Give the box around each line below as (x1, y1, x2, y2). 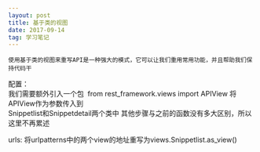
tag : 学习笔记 (8, 33, 49, 42)
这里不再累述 (8, 118, 49, 128)
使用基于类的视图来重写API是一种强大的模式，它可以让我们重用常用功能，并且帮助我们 (8, 56, 247, 64)
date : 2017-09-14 (8, 26, 65, 34)
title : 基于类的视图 (8, 19, 68, 27)
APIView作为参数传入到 (8, 99, 84, 108)
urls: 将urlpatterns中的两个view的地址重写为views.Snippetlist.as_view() (8, 135, 237, 145)
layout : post (8, 11, 51, 20)
